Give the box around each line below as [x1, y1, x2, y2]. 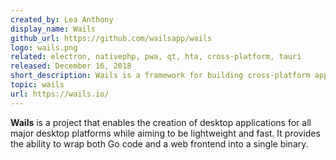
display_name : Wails [10, 24, 97, 34]
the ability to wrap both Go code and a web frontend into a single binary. [10, 137, 309, 150]
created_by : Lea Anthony [10, 14, 114, 25]
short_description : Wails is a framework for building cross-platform [10, 71, 311, 81]
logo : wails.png [10, 42, 78, 53]
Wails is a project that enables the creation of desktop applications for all [10, 116, 312, 128]
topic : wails [10, 80, 65, 90]
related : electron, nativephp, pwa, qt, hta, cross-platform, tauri [10, 52, 302, 62]
